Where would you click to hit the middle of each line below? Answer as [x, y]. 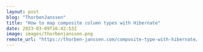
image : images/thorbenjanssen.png [50, 34]
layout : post [23, 12]
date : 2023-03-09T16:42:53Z [42, 28]
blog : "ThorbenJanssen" [36, 17]
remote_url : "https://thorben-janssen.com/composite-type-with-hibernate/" [104, 39]
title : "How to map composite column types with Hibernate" [84, 23]
